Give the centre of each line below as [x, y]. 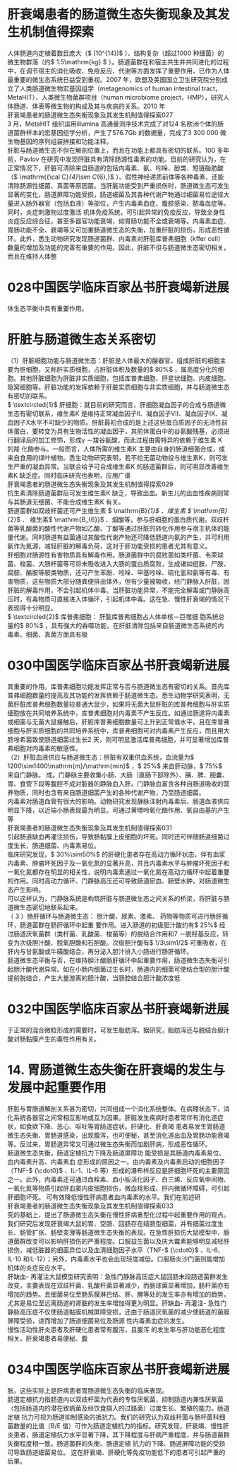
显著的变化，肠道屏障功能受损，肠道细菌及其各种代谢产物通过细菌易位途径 [115, 194]
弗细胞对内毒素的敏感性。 [44, 748]
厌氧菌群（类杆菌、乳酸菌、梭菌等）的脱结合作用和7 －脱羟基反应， [124, 934]
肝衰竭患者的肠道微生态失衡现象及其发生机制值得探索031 [90, 828]
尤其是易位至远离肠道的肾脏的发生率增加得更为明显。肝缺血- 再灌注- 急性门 [117, 1303]
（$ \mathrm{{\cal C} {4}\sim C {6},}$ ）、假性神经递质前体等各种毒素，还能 [116, 177]
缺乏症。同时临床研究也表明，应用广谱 [75, 475]
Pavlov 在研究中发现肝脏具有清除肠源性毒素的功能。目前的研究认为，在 [123, 159]
